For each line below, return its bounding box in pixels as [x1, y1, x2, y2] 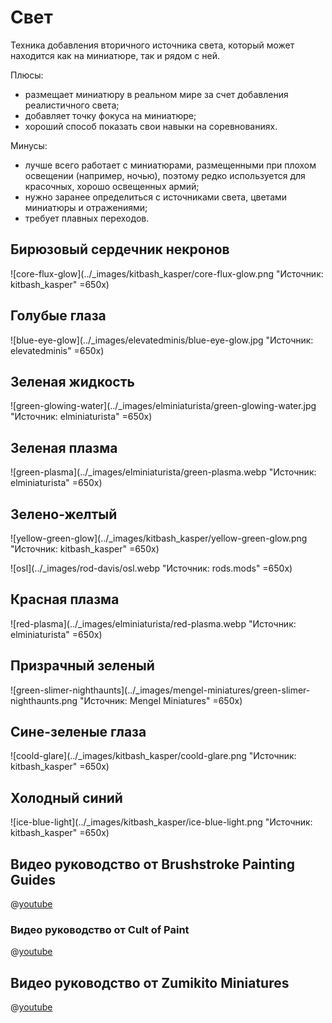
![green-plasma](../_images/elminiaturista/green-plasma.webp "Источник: [10, 466, 317, 478]
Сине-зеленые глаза [10, 724, 147, 741]
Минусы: [10, 139, 48, 151]
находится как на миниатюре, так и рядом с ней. [10, 49, 220, 61]
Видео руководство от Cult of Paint [10, 922, 190, 936]
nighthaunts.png [10, 694, 78, 706]
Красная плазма [10, 591, 120, 608]
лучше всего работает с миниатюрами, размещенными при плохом [24, 159, 317, 171]
